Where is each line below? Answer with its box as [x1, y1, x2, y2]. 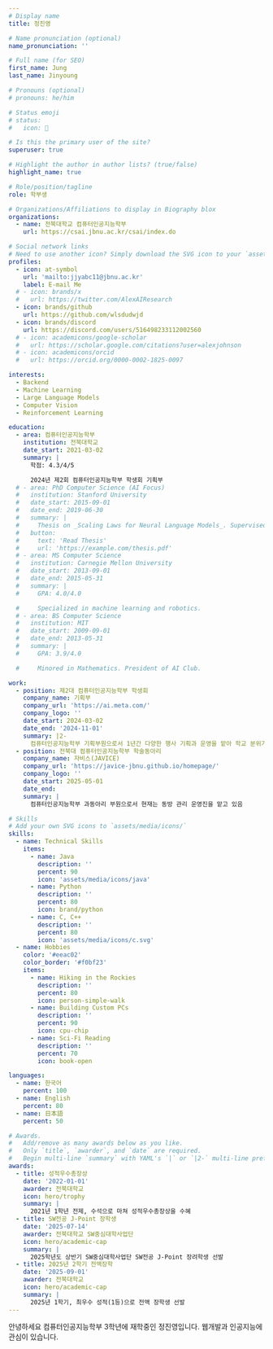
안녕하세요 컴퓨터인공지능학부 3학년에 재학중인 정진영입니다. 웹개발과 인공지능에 [8, 1321, 262, 1331]
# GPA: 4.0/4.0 [15, 589, 82, 598]
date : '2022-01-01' [23, 1177, 89, 1185]
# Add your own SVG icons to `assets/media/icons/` [8, 822, 187, 830]
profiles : [8, 257, 42, 265]
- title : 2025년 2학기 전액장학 [15, 1260, 114, 1268]
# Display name [8, 11, 60, 20]
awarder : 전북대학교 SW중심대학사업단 [23, 1230, 134, 1238]
